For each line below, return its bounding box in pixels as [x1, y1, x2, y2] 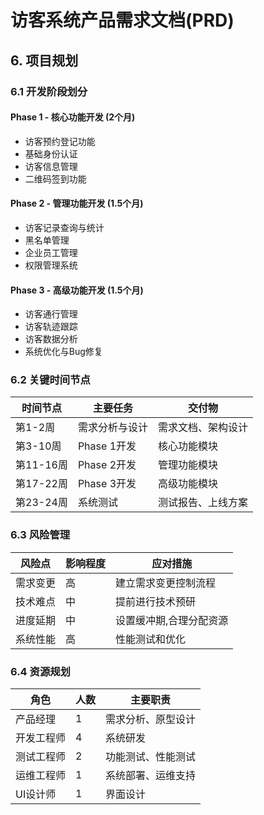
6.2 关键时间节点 [10, 373, 91, 387]
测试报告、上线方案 [157, 496, 248, 510]
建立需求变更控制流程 [115, 576, 217, 590]
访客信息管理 [24, 160, 78, 172]
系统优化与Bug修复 [24, 346, 103, 358]
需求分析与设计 [77, 421, 148, 435]
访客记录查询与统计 [24, 221, 105, 233]
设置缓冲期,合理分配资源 [115, 613, 229, 627]
